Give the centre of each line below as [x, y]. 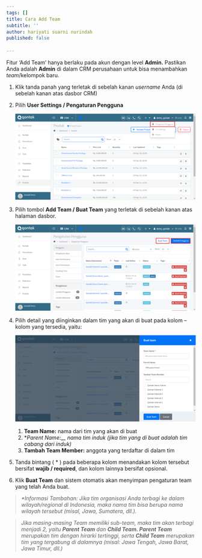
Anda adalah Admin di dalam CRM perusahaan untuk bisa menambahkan [97, 69]
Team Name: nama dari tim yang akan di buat [80, 431]
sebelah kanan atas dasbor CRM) [56, 93]
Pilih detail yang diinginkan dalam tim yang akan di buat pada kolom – [101, 320]
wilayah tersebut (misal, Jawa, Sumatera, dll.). [79, 511]
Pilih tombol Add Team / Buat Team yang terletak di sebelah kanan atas [103, 210]
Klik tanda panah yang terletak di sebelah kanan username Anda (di [99, 87]
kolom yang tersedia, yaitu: [48, 327]
